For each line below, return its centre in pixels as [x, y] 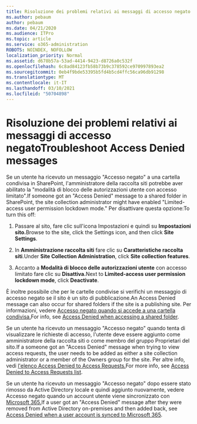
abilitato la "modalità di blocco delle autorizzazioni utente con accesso [91, 189]
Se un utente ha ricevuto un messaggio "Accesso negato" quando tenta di [96, 328]
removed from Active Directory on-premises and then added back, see [92, 408]
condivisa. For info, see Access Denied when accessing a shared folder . [93, 317]
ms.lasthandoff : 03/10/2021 [41, 88]
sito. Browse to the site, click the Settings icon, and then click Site [94, 232]
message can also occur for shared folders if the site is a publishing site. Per [99, 304]
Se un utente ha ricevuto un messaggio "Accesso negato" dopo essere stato [98, 383]
